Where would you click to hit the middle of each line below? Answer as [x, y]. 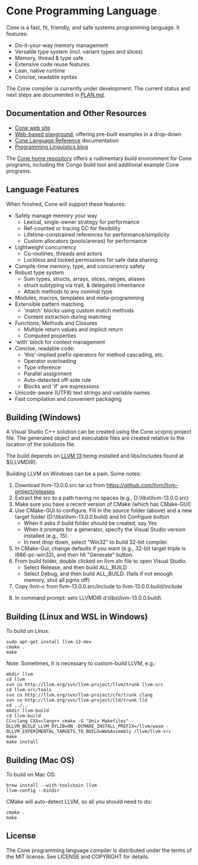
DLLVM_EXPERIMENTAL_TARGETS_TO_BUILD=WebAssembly [69, 732]
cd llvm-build [24, 716]
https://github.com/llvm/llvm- [142, 485]
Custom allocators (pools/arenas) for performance [85, 241]
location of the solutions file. [41, 444]
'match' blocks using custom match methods [79, 310]
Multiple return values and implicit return [73, 329]
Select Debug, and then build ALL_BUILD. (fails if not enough [98, 574]
